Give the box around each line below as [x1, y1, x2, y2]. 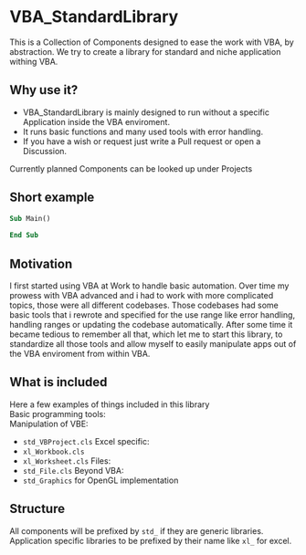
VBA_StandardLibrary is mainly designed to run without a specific [22, 107, 269, 118]
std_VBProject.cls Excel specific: [22, 435, 150, 446]
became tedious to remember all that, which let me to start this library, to [9, 329, 283, 340]
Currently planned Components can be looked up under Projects [9, 162, 253, 174]
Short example [9, 190, 95, 205]
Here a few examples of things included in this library [9, 399, 210, 410]
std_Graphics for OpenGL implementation [22, 475, 179, 486]
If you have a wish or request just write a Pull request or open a [22, 135, 261, 147]
